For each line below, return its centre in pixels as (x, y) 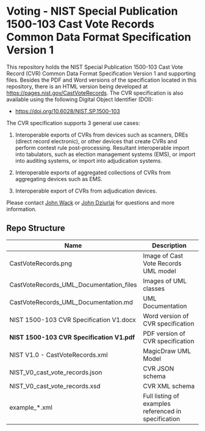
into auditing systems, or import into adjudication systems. (89, 160)
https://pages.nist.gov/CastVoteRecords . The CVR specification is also (95, 93)
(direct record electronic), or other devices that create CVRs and (96, 141)
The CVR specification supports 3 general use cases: (73, 123)
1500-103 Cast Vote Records (80, 24)
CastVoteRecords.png (41, 263)
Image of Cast (163, 255)
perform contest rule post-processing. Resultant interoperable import (102, 148)
